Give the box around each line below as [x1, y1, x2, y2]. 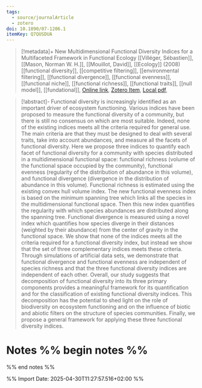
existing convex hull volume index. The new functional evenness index [21, 188, 196, 195]
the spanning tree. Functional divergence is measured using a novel [21, 214, 190, 221]
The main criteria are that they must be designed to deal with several [21, 130, 192, 138]
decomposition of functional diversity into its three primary [21, 278, 167, 285]
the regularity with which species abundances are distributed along [21, 207, 189, 214]
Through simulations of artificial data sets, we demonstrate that [21, 252, 179, 259]
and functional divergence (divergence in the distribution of [21, 175, 169, 182]
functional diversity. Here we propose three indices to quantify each [21, 143, 191, 150]
